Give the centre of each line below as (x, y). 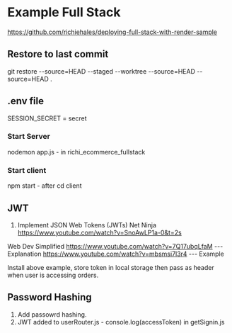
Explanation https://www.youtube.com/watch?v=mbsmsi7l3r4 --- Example (116, 254)
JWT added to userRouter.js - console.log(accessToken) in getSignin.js (121, 322)
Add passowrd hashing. (52, 314)
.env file (26, 101)
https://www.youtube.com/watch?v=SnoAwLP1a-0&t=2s (99, 232)
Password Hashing (50, 297)
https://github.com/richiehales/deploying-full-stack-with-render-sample (112, 32)
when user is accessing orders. (53, 275)
